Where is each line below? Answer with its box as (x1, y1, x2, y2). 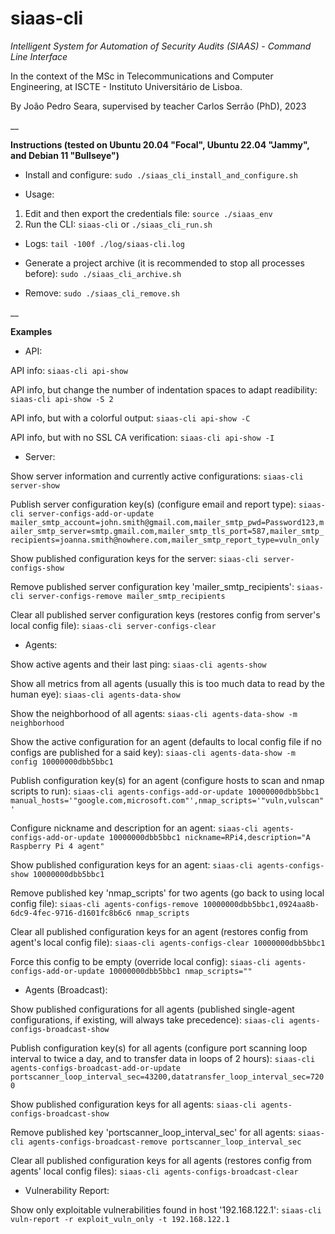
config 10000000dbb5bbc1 (10, 757, 114, 767)
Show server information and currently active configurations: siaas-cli (10, 470, 304, 482)
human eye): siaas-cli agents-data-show (10, 688, 181, 700)
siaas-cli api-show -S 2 (10, 394, 114, 404)
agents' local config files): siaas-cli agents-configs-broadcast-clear (10, 1165, 299, 1177)
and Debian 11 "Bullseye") (10, 149, 120, 161)
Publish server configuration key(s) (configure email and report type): (10, 498, 297, 510)
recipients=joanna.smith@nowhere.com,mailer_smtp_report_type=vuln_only (10, 535, 320, 545)
